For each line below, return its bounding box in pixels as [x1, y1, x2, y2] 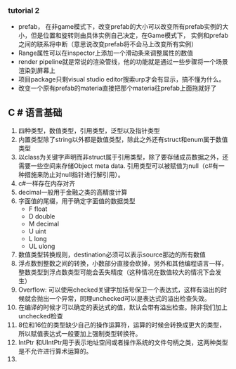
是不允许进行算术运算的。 [18, 347, 93, 356]
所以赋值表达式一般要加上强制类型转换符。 [18, 330, 142, 338]
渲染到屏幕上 [18, 66, 55, 75]
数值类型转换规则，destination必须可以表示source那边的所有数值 [18, 250, 206, 259]
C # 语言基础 [8, 106, 63, 118]
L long [28, 235, 48, 243]
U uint [28, 227, 46, 235]
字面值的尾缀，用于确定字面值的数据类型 [18, 197, 136, 205]
